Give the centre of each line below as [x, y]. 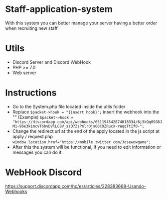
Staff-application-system [59, 9]
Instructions [31, 93]
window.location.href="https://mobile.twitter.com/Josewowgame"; [82, 142]
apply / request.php [33, 136]
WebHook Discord [44, 172]
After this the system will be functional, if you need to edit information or [86, 147]
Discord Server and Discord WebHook [52, 62]
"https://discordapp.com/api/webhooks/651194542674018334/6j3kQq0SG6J [87, 122]
